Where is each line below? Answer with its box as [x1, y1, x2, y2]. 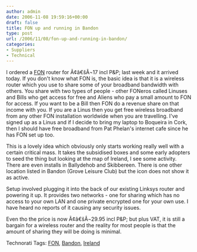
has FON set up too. [6, 131, 55, 138]
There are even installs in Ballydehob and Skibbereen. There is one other [6, 161, 182, 168]
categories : [6, 42, 35, 48]
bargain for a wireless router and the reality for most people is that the [6, 221, 176, 228]
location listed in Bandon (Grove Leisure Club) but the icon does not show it [6, 167, 189, 174]
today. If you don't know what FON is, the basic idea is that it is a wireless [6, 75, 185, 82]
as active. [6, 174, 29, 181]
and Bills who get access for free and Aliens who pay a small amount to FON [6, 94, 192, 101]
